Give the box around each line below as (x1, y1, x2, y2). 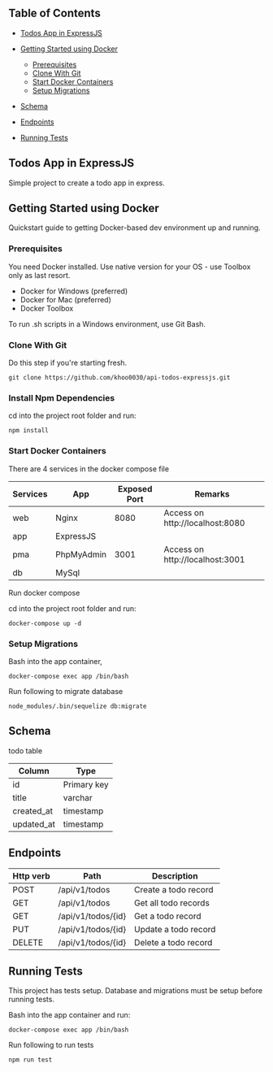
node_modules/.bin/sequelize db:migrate (8, 702, 148, 710)
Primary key (63, 779, 110, 790)
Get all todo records (133, 897, 210, 909)
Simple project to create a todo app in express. (8, 178, 165, 188)
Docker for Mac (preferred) (19, 294, 112, 304)
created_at (12, 805, 54, 816)
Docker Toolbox (19, 303, 74, 313)
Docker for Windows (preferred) (19, 286, 128, 296)
